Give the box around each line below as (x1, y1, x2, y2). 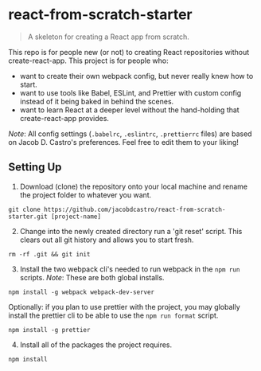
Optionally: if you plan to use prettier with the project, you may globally (8, 302, 240, 311)
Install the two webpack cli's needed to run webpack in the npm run (19, 264, 240, 274)
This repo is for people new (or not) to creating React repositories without (8, 47, 250, 57)
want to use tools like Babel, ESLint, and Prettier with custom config (19, 88, 242, 97)
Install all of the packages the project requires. (19, 340, 173, 350)
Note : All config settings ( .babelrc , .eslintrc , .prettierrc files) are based (8, 129, 252, 139)
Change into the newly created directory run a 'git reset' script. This (19, 226, 243, 236)
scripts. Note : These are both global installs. (19, 272, 165, 282)
